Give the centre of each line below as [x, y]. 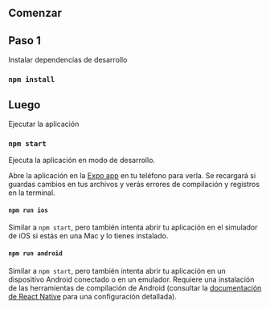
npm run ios [28, 210]
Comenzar [35, 13]
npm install [32, 80]
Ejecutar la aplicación [44, 124]
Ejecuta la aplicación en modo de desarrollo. [82, 161]
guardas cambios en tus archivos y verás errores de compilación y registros [134, 185]
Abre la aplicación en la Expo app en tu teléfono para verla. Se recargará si [132, 176]
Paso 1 [25, 41]
